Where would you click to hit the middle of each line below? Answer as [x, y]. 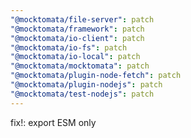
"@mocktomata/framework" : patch [77, 29]
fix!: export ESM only [53, 122]
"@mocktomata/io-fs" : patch [69, 47]
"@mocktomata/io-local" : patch [75, 57]
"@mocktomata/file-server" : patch [82, 19]
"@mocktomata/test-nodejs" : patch [82, 94]
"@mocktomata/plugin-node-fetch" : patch [96, 76]
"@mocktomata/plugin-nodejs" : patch [86, 85]
